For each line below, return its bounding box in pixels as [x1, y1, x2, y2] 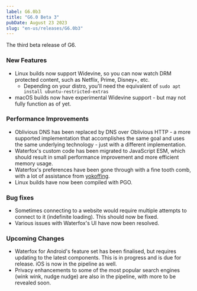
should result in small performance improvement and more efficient [14, 154, 179, 161]
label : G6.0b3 [6, 8, 41, 15]
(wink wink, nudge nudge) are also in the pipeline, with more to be [14, 273, 176, 280]
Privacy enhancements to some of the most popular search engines [14, 267, 180, 274]
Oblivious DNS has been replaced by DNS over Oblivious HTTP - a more [14, 128, 191, 135]
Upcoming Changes [6, 235, 64, 243]
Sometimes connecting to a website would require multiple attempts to [14, 207, 188, 214]
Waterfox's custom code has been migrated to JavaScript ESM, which [14, 147, 186, 154]
